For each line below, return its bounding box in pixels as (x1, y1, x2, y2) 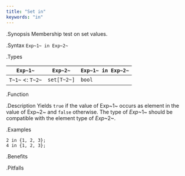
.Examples (6, 126, 31, 133)
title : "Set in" (6, 8, 46, 15)
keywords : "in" (6, 14, 44, 20)
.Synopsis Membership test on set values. (6, 30, 108, 37)
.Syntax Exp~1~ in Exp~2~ (6, 42, 68, 49)
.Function (6, 91, 29, 98)
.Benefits (6, 152, 28, 160)
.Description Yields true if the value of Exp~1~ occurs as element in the (6, 102, 180, 109)
